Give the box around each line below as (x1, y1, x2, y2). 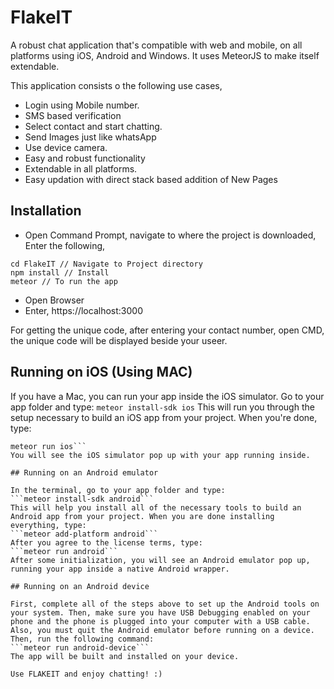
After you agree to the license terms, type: (10, 537, 203, 548)
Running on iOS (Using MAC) (10, 364, 193, 381)
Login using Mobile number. (24, 99, 140, 111)
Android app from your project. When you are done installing (10, 511, 275, 521)
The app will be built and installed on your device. (10, 651, 240, 661)
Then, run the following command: (10, 634, 155, 644)
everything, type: (10, 520, 87, 530)
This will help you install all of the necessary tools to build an (10, 502, 302, 513)
